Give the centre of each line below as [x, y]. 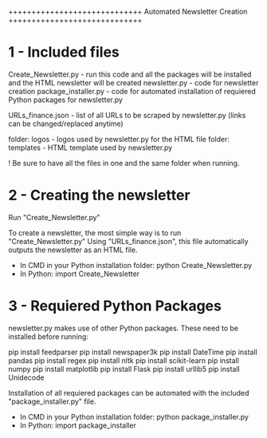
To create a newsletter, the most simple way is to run [95, 233]
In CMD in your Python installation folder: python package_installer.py [134, 416]
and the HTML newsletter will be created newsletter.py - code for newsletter [133, 82]
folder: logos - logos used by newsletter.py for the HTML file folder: [119, 139]
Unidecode [26, 377]
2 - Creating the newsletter [99, 195]
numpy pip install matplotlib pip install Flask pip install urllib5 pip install [124, 369]
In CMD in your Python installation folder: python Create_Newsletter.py [136, 265]
